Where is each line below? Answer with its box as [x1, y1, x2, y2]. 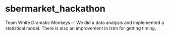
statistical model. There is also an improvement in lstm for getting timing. [5, 25, 156, 31]
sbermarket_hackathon [5, 3, 106, 14]
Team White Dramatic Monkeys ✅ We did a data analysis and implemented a [5, 19, 164, 25]
